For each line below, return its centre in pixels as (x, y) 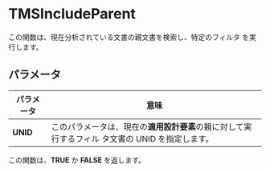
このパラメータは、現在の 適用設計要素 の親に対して (147, 126)
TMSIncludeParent (72, 14)
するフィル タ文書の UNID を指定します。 (137, 138)
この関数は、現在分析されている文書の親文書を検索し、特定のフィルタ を (129, 37)
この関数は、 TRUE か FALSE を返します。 (77, 160)
